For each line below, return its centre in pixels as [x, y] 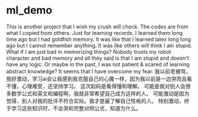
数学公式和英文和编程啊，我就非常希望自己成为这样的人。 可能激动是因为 [100, 93]
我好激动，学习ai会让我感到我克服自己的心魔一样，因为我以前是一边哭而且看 [99, 79]
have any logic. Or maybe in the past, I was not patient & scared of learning [98, 64]
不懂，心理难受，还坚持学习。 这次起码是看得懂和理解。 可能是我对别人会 [96, 86]
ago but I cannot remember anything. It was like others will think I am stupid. [99, 45]
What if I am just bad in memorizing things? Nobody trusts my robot [89, 51]
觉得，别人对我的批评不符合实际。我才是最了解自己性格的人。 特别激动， [95, 100]
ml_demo [29, 10]
